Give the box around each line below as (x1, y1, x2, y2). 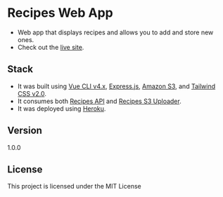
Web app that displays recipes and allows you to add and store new (17, 28, 214, 36)
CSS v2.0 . (17, 89, 47, 97)
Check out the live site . (17, 43, 84, 51)
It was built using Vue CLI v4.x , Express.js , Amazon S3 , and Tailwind (17, 82, 216, 90)
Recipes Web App (7, 5, 114, 21)
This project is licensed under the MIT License (7, 182, 142, 191)
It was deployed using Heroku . (17, 104, 106, 113)
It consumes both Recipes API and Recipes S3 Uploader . (17, 97, 181, 105)
